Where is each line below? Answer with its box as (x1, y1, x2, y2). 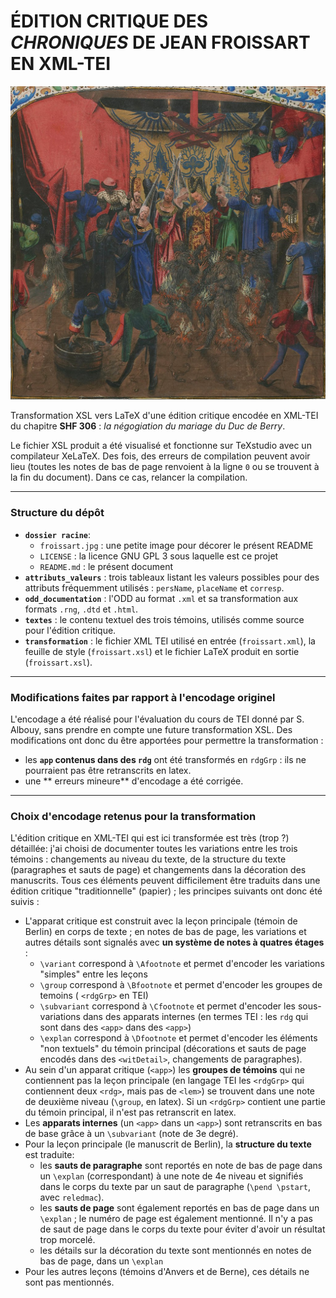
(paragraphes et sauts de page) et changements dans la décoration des (10, 864, 307, 876)
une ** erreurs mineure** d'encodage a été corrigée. (24, 775, 244, 787)
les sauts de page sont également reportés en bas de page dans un (39, 1202, 320, 1214)
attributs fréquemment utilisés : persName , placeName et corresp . (24, 581, 285, 594)
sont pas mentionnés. (24, 1276, 115, 1289)
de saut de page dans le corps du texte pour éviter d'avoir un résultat (39, 1223, 326, 1235)
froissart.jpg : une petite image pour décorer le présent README (39, 539, 314, 551)
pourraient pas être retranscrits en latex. (24, 765, 192, 777)
